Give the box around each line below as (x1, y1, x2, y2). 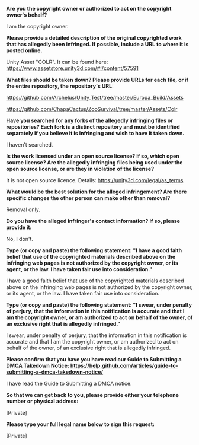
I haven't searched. (6, 141, 53, 148)
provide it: (6, 224, 32, 231)
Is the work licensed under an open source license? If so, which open (6, 152, 179, 160)
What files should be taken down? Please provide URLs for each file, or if (6, 77, 188, 83)
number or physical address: (6, 398, 79, 405)
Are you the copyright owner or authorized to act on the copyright (6, 5, 172, 12)
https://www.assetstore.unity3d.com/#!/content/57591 (6, 65, 139, 72)
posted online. (6, 47, 43, 54)
